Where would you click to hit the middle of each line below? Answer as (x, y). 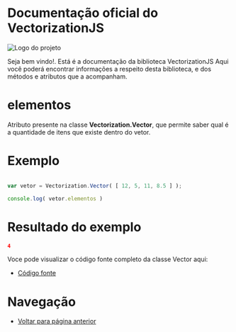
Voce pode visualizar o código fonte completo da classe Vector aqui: (108, 259)
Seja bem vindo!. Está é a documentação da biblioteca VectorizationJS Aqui (118, 61)
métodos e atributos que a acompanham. (67, 76)
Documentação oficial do (83, 13)
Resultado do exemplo (74, 227)
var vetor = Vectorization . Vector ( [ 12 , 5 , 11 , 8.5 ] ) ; (95, 185)
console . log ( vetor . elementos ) (55, 199)
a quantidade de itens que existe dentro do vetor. (79, 132)
